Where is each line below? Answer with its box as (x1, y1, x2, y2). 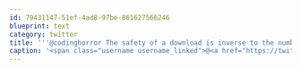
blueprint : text (9, 22, 70, 30)
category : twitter (9, 30, 78, 39)
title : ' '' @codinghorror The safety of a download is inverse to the (9, 38, 275, 47)
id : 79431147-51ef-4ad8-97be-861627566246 (9, 13, 170, 22)
